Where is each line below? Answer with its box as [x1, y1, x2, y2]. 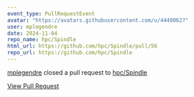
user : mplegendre [7, 23, 58, 30]
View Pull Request [7, 82, 59, 90]
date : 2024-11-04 [7, 29, 58, 37]
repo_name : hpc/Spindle [7, 36, 77, 43]
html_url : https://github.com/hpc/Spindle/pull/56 [7, 43, 158, 50]
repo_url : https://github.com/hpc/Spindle [7, 50, 133, 57]
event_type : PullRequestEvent [7, 10, 96, 17]
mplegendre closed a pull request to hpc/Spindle [7, 68, 148, 77]
